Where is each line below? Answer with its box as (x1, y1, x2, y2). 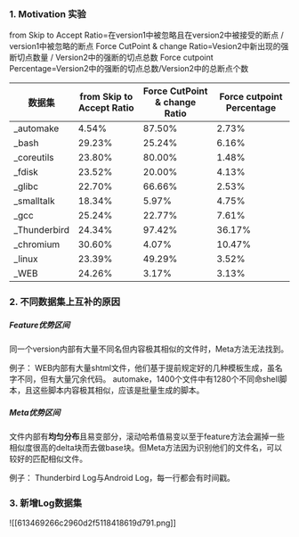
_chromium (13, 238, 61, 251)
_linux (13, 252, 38, 265)
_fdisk (13, 166, 38, 178)
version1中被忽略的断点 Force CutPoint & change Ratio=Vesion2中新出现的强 (9, 41, 289, 52)
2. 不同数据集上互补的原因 (9, 296, 121, 309)
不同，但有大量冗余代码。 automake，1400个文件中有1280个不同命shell (16, 374, 280, 384)
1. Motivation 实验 (9, 7, 86, 20)
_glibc (13, 180, 38, 193)
